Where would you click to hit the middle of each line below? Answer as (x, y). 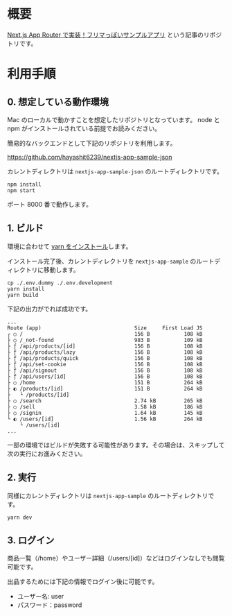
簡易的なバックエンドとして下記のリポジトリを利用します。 (92, 143)
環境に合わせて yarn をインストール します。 (70, 246)
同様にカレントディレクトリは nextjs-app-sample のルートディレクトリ (108, 495)
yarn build (23, 295)
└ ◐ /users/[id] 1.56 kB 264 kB (105, 419)
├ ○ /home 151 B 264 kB (105, 382)
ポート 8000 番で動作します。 (50, 204)
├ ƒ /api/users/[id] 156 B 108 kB (105, 376)
